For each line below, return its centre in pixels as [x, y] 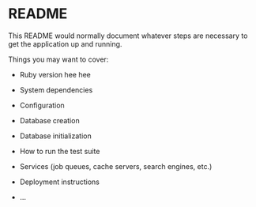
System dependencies [56, 90]
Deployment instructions [60, 182]
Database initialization [56, 136]
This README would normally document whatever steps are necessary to [128, 36]
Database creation [50, 120]
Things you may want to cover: [58, 59]
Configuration [42, 105]
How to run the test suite [60, 151]
